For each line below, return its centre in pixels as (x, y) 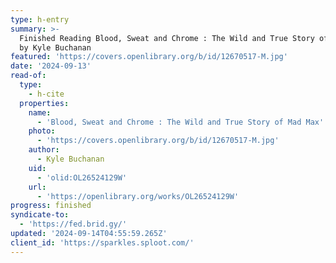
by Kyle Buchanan (55, 47)
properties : (44, 103)
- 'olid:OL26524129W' (82, 177)
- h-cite (46, 94)
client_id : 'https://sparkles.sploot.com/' (102, 242)
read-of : (28, 76)
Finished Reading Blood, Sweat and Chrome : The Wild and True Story (167, 38)
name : (40, 112)
